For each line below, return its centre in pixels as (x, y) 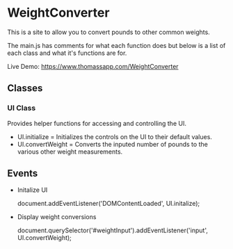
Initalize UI (32, 190)
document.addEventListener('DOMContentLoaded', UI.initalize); (109, 204)
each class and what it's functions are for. (67, 53)
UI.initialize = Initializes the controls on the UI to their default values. (114, 136)
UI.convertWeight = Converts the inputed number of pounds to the (113, 144)
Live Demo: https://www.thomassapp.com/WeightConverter (93, 66)
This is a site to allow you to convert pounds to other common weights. (109, 32)
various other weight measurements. (70, 152)
